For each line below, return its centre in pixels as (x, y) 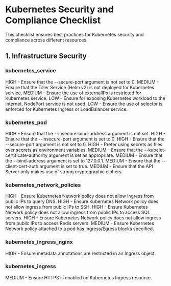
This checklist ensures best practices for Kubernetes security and (75, 34)
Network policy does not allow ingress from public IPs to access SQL (78, 212)
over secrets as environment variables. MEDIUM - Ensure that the (74, 150)
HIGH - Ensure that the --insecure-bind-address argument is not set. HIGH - (86, 133)
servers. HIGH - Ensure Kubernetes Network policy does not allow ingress (83, 218)
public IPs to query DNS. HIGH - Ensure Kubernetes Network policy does (82, 201)
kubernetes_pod (26, 122)
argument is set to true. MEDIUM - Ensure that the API (96, 166)
